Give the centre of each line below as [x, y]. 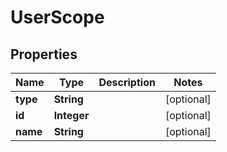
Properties [44, 54]
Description [127, 82]
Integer [71, 115]
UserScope [57, 17]
